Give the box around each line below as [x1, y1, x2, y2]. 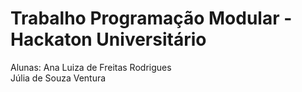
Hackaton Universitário [10, 28, 207, 51]
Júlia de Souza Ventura [10, 72, 107, 84]
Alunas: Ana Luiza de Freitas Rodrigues [10, 61, 172, 73]
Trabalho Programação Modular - [10, 7, 293, 30]
